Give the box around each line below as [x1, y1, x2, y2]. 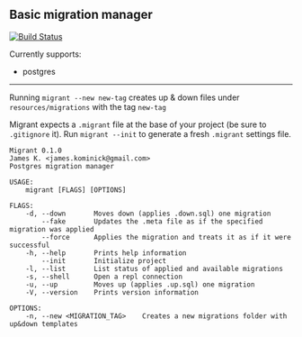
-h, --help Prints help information [25, 248, 187, 258]
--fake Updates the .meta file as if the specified [41, 216, 263, 226]
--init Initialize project [41, 256, 167, 265]
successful [9, 241, 50, 250]
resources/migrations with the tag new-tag [9, 101, 166, 112]
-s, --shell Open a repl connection [25, 272, 182, 281]
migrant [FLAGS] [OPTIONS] [25, 185, 127, 195]
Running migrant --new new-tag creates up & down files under [9, 92, 240, 103]
